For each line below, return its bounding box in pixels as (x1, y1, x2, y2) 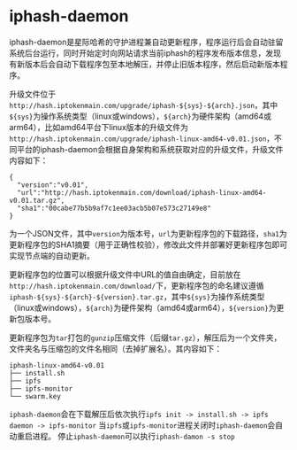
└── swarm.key (9, 392, 62, 400)
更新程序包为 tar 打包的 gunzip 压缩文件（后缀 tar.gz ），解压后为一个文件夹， (9, 332, 282, 343)
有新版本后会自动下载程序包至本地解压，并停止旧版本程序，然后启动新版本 (9, 58, 280, 69)
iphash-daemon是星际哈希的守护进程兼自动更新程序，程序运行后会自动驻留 (9, 36, 284, 47)
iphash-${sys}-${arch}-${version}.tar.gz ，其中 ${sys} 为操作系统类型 (9, 291, 265, 302)
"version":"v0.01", (17, 180, 89, 190)
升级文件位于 (9, 89, 56, 99)
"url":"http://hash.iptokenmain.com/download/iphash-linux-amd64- (17, 188, 267, 197)
